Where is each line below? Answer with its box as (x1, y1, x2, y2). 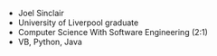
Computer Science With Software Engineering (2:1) (17, 27, 208, 37)
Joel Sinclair (17, 8, 65, 18)
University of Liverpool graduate (17, 17, 139, 28)
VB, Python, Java (17, 36, 83, 47)
